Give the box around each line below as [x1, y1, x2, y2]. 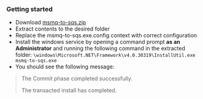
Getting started [6, 5, 53, 13]
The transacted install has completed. [21, 87, 117, 94]
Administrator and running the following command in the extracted [15, 45, 186, 52]
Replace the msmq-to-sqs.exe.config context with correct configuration [15, 32, 197, 39]
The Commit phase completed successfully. [21, 75, 133, 82]
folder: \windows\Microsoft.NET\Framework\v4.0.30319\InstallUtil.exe [15, 51, 196, 59]
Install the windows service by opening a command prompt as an [15, 38, 180, 46]
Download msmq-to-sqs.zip [15, 19, 86, 26]
